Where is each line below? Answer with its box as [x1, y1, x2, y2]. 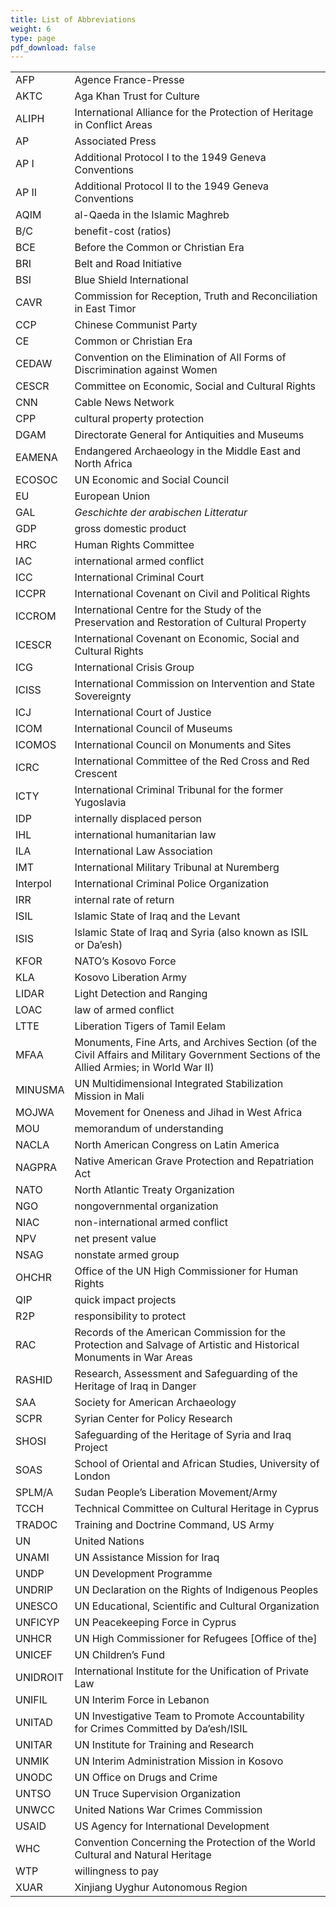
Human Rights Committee [74, 538, 195, 552]
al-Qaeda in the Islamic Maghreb [74, 208, 230, 222]
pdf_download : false [10, 42, 97, 53]
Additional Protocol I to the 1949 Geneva [74, 151, 267, 165]
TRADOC [15, 1518, 58, 1532]
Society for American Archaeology [74, 1396, 237, 1410]
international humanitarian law [74, 828, 217, 842]
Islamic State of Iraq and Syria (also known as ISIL [74, 926, 309, 940]
